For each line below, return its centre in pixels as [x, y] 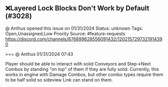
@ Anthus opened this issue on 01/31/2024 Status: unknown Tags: [74, 28]
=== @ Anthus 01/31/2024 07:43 [39, 54]
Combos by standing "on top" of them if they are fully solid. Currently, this [82, 69]
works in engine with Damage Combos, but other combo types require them [84, 74]
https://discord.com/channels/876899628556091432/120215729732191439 [84, 39]
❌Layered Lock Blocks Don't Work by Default [77, 8]
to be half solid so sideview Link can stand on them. [59, 79]
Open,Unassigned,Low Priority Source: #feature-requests [65, 33]
